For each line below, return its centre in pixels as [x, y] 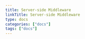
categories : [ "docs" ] [28, 24]
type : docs [17, 19]
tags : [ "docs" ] [21, 29]
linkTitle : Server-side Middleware [43, 15]
